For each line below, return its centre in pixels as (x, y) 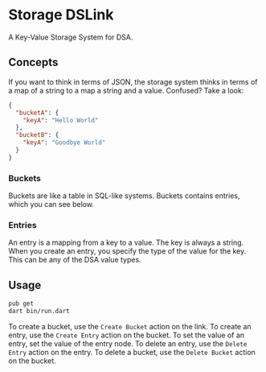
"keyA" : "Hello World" (61, 120)
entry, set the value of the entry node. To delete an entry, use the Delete (128, 343)
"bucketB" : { (37, 135)
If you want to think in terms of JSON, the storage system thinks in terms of (133, 81)
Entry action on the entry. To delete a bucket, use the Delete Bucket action (132, 352)
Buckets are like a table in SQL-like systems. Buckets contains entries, (124, 196)
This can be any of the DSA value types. (75, 260)
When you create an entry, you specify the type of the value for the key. (127, 251)
